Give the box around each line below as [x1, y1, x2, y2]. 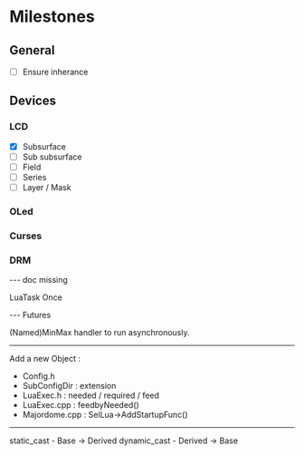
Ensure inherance [22, 66, 89, 77]
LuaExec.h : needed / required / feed [22, 390, 160, 401]
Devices [9, 93, 57, 109]
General [9, 43, 56, 58]
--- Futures [9, 310, 52, 321]
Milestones [9, 6, 95, 27]
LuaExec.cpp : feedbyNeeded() [22, 400, 140, 411]
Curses [9, 229, 43, 242]
